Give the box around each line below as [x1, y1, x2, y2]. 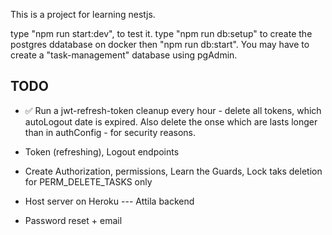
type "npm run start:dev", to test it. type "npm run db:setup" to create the [10, 28, 313, 39]
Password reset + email [24, 214, 123, 226]
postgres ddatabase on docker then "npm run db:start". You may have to [10, 39, 310, 50]
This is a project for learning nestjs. [10, 9, 156, 20]
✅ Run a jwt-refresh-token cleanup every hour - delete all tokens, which [24, 104, 322, 116]
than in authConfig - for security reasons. [24, 126, 197, 138]
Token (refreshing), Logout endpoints [24, 145, 180, 158]
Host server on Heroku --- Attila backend [24, 195, 195, 207]
